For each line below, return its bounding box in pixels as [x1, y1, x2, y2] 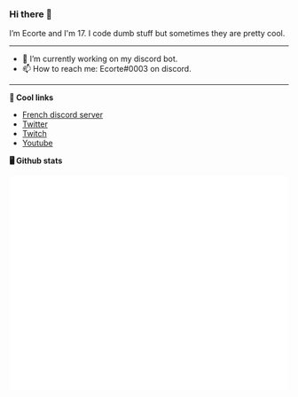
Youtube [21, 137, 53, 149]
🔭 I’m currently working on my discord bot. [21, 53, 178, 65]
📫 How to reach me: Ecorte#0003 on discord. [21, 64, 192, 74]
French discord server [21, 110, 104, 121]
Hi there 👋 [9, 8, 53, 20]
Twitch [21, 128, 47, 139]
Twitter [21, 119, 49, 129]
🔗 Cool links [9, 92, 54, 103]
